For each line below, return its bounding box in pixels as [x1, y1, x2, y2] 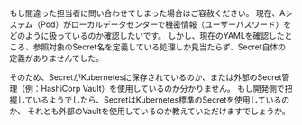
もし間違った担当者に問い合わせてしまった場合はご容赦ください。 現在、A [9, 8, 286, 18]
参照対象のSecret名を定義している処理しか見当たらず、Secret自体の [32, 41, 287, 52]
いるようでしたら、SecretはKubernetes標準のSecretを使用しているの [32, 94, 290, 105]
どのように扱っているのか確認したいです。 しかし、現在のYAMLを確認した [9, 31, 286, 40]
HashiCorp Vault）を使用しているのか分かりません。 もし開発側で [40, 84, 286, 94]
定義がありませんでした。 [9, 53, 104, 63]
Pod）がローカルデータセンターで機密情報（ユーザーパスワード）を [40, 19, 292, 30]
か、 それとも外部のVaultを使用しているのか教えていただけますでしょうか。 [9, 106, 290, 116]
